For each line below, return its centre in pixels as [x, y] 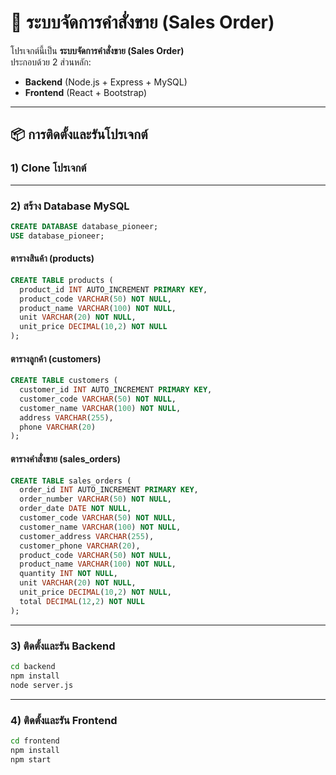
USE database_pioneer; [57, 236]
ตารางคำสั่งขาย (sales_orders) [66, 458]
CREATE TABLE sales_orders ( [71, 481]
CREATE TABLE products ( [62, 280]
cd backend [33, 666]
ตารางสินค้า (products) [52, 258]
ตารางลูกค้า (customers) [56, 358]
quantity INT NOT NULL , [68, 574]
